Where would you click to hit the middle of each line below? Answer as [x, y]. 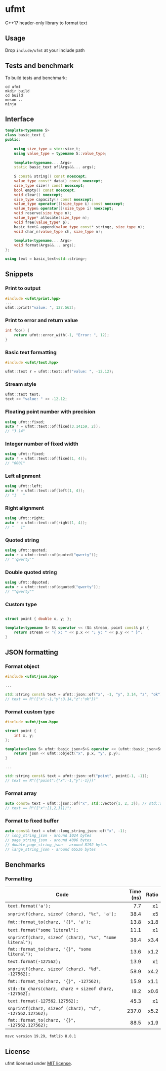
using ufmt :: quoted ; [26, 550]
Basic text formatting [31, 353]
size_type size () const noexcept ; [49, 185]
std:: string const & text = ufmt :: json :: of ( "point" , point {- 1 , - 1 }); [77, 776]
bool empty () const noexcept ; [45, 190]
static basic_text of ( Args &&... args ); [55, 167]
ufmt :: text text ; [23, 394]
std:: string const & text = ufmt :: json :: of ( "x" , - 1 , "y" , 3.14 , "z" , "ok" [83, 694]
